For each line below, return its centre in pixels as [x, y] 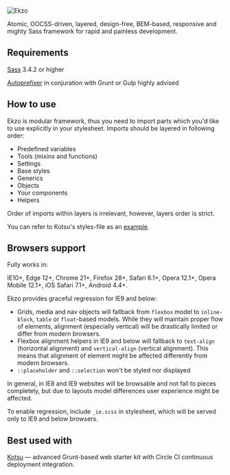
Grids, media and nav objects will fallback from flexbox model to [108, 312]
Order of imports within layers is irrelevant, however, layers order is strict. [111, 213]
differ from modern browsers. [59, 334]
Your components [42, 192]
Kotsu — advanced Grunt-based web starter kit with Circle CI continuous [110, 457]
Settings [29, 163]
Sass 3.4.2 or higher [36, 69]
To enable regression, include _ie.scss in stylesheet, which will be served [112, 412]
